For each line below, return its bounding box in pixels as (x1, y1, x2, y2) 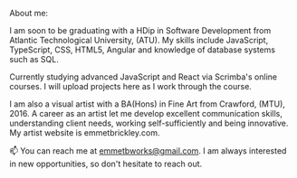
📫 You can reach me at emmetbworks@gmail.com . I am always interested (9, 145, 287, 156)
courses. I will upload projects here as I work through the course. (9, 81, 252, 91)
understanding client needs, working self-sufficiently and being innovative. (9, 117, 289, 128)
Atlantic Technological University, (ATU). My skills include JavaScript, (9, 35, 269, 45)
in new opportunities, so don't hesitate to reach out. (9, 158, 203, 169)
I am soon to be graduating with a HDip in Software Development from (9, 25, 272, 35)
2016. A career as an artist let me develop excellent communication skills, (9, 108, 283, 118)
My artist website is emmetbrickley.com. (9, 127, 160, 138)
